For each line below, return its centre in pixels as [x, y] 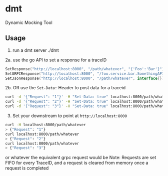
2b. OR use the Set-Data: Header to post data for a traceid [65, 88]
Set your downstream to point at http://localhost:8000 [70, 116]
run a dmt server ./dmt [35, 50]
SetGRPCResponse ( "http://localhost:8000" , [50, 74]
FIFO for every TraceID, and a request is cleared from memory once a [77, 163]
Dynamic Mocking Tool [29, 22]
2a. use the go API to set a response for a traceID [56, 60]
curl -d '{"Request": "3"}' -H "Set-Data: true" [57, 106]
